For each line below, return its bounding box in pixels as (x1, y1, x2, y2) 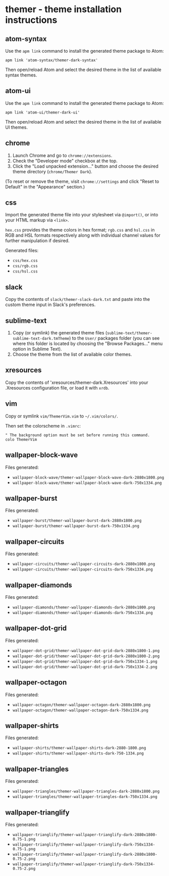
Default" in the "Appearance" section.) (5, 183, 85, 189)
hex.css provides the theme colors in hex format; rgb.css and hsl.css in (5, 227, 155, 233)
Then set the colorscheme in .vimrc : (5, 423, 81, 429)
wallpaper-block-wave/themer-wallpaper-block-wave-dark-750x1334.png (12, 480, 162, 485)
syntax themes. (5, 72, 37, 78)
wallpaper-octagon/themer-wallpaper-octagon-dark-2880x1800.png (12, 702, 151, 707)
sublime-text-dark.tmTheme (12, 336, 70, 341)
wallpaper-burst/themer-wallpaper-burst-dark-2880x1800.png (12, 518, 142, 523)
